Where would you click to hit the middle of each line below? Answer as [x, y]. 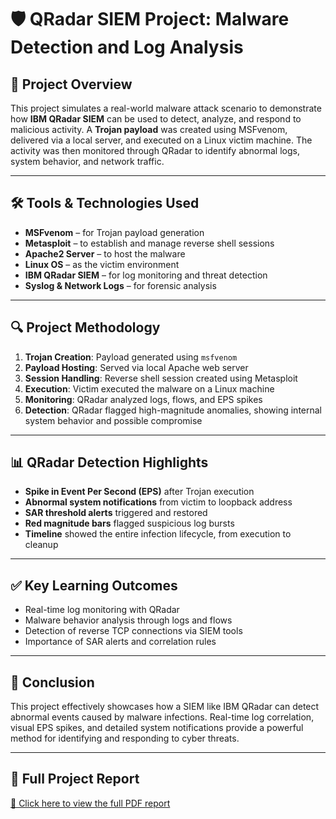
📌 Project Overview [71, 84]
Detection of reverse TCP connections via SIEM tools [133, 631]
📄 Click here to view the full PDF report [90, 803]
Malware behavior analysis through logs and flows [128, 620]
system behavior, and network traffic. [87, 161]
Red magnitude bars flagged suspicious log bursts [129, 523]
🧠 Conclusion [52, 682]
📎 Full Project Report [75, 779]
